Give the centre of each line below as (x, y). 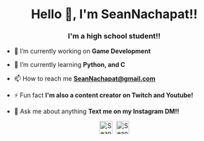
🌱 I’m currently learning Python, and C (69, 65)
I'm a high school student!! (114, 36)
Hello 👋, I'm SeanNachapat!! (114, 14)
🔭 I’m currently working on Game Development (82, 51)
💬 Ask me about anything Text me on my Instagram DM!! (97, 112)
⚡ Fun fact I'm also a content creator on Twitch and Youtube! (103, 95)
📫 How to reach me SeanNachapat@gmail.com (84, 79)
